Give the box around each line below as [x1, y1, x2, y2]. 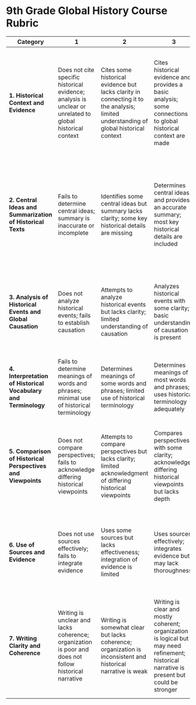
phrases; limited [100, 386, 145, 395]
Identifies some [100, 192, 143, 200]
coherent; [153, 620, 181, 628]
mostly [153, 612, 173, 620]
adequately [153, 405, 185, 413]
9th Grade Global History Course [6, 4, 168, 18]
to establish [58, 319, 90, 327]
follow [58, 659, 75, 668]
